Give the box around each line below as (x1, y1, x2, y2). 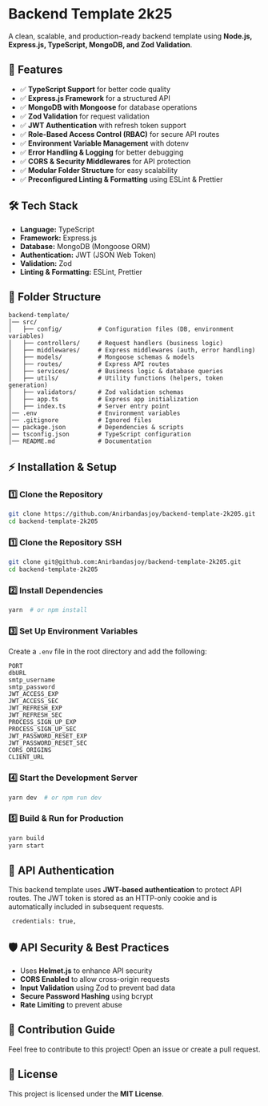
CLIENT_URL (8, 754, 45, 762)
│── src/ (8, 318, 38, 327)
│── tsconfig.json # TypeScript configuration (8, 430, 192, 439)
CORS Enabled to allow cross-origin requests (19, 975, 170, 984)
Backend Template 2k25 (8, 5, 173, 23)
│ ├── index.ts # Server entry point (8, 402, 170, 411)
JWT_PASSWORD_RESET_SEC (8, 739, 88, 747)
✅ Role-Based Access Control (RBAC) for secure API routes (19, 129, 220, 139)
